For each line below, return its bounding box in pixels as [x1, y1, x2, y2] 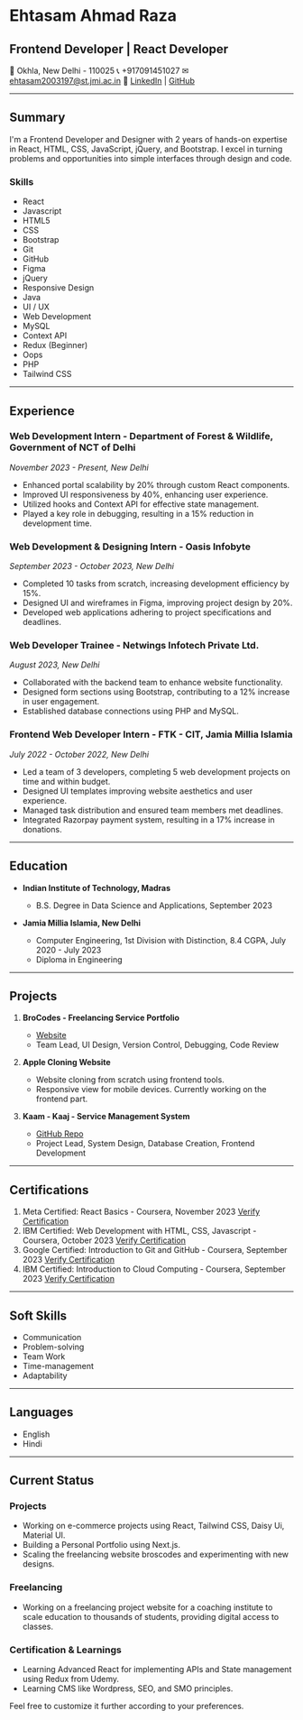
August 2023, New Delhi [9, 659, 100, 670]
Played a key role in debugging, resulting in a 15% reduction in [22, 508, 254, 519]
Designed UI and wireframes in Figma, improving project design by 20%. [22, 597, 293, 609]
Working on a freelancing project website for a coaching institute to [22, 1602, 273, 1613]
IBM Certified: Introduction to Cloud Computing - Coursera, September [22, 1264, 286, 1274]
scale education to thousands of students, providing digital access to [22, 1611, 280, 1622]
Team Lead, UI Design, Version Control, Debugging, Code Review [35, 1039, 280, 1051]
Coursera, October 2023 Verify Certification [22, 1235, 187, 1246]
